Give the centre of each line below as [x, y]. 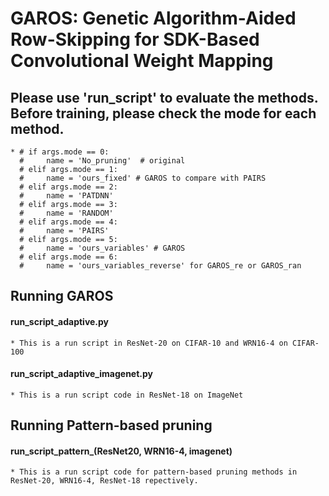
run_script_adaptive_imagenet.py [81, 374]
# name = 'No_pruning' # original [102, 161]
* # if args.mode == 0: [60, 152]
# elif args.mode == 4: [68, 222]
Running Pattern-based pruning [111, 425]
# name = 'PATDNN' [66, 196]
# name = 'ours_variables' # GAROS [102, 248]
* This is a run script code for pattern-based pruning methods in [154, 472]
